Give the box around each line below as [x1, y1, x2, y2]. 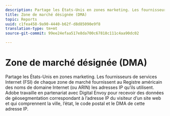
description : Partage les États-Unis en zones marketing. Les [5, 7, 139, 13]
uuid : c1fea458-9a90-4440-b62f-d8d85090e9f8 [5, 21, 101, 27]
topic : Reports [5, 17, 37, 22]
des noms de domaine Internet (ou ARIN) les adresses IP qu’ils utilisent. [5, 84, 154, 90]
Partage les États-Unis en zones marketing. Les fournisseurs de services [5, 74, 157, 80]
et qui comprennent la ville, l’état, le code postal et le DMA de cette [5, 100, 145, 106]
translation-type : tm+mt [5, 26, 58, 31]
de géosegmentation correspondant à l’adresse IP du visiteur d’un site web [5, 95, 161, 101]
